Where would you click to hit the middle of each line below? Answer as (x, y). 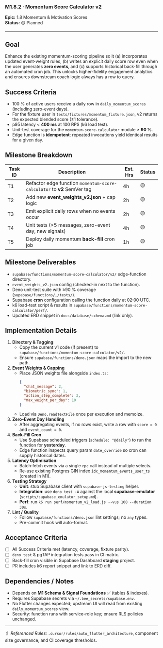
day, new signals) (46, 231)
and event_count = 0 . (41, 429)
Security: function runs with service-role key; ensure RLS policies (77, 614)
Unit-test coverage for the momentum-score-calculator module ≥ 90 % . (82, 129)
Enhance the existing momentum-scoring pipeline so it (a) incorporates (76, 56)
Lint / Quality (25, 512)
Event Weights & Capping (38, 368)
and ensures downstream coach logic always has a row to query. (70, 77)
